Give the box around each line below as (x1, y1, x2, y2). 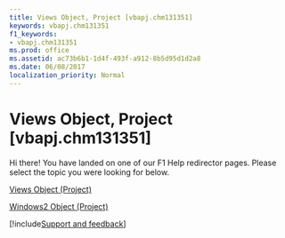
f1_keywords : (9, 29, 58, 38)
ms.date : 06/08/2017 (9, 63, 86, 72)
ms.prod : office (9, 46, 69, 55)
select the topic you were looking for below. (9, 166, 170, 178)
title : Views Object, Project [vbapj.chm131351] (9, 12, 193, 22)
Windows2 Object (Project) (9, 201, 109, 211)
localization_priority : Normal (9, 71, 126, 80)
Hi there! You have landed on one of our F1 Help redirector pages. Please (9, 157, 277, 168)
